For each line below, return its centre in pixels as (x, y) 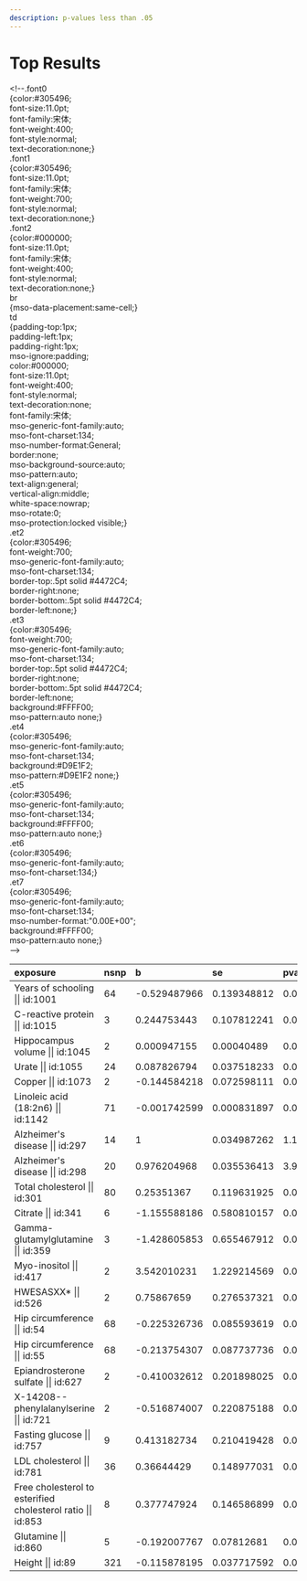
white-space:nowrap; (50, 503)
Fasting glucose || (53, 1434)
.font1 (20, 158)
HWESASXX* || (47, 1291)
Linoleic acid (41, 1096)
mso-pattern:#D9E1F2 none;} (64, 775)
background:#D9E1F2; (51, 765)
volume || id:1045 (53, 1052)
